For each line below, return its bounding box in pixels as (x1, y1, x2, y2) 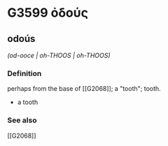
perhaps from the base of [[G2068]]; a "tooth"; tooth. (7, 85, 161, 93)
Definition (7, 68, 42, 78)
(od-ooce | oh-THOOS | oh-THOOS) (7, 51, 111, 59)
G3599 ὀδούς (7, 5, 89, 21)
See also (7, 115, 37, 125)
